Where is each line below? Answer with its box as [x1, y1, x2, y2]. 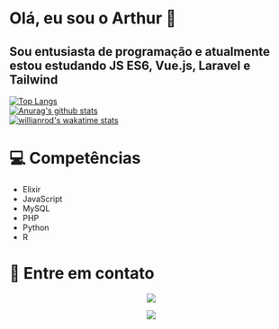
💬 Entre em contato [9, 263, 155, 284]
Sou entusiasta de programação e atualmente [9, 44, 271, 59]
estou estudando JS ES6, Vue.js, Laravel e [9, 58, 251, 73]
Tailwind [9, 72, 58, 87]
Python [22, 222, 49, 233]
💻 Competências [9, 148, 141, 169]
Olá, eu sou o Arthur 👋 [9, 8, 177, 29]
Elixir [22, 183, 41, 194]
